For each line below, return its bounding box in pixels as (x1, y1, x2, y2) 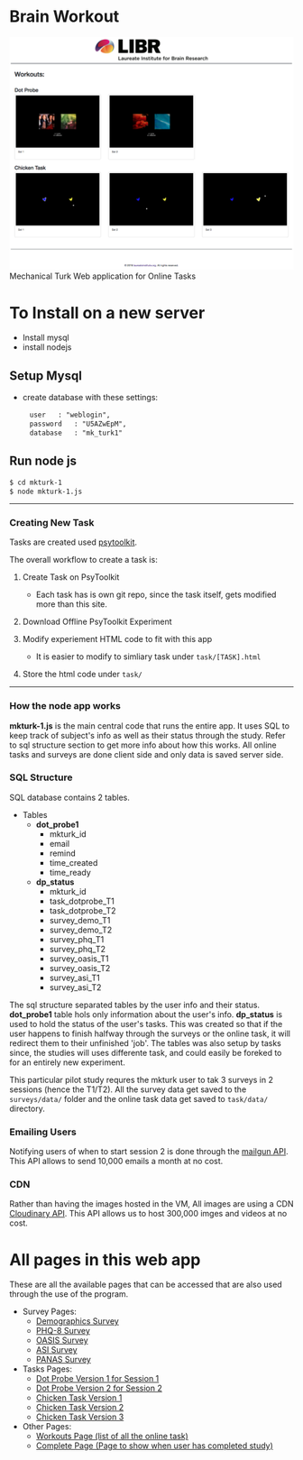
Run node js (9, 453, 78, 468)
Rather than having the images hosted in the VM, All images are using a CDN (9, 1198, 295, 1209)
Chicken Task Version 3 (35, 1411, 124, 1422)
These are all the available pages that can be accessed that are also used (9, 1279, 282, 1290)
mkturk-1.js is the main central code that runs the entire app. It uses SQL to (9, 720, 290, 731)
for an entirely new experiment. (9, 1057, 126, 1068)
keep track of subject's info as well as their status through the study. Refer (9, 730, 286, 740)
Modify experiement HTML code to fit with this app (22, 634, 213, 645)
